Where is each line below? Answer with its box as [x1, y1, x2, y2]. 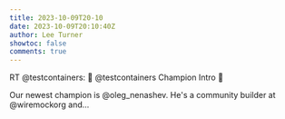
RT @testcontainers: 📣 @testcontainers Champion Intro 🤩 [9, 72, 224, 83]
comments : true [9, 47, 67, 56]
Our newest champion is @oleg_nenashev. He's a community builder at [9, 90, 276, 101]
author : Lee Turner [9, 30, 84, 39]
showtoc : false [9, 38, 67, 48]
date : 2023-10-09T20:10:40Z [9, 22, 116, 31]
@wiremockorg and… [9, 99, 90, 110]
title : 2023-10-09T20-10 [9, 13, 103, 23]
